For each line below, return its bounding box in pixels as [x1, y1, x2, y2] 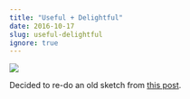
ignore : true [9, 38, 59, 48]
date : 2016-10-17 [9, 22, 75, 31]
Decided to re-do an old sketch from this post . [9, 80, 182, 91]
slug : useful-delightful [9, 30, 103, 39]
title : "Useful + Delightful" [9, 13, 124, 22]
